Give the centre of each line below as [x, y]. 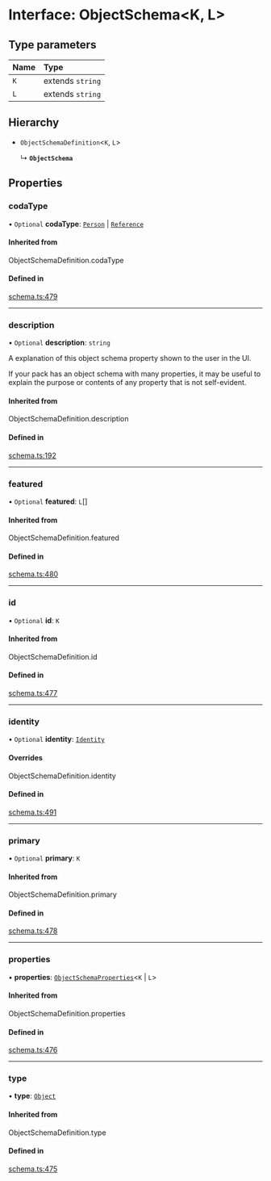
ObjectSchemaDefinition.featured [64, 538]
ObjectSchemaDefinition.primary [63, 894]
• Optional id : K [34, 620]
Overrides [25, 757]
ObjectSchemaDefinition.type [57, 1133]
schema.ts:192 [32, 455]
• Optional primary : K [44, 858]
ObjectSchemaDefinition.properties [67, 1013]
